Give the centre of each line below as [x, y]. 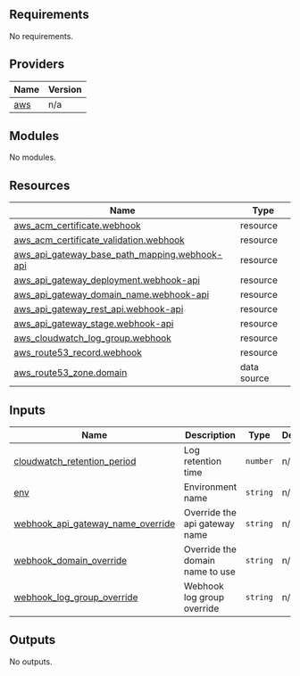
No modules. [33, 157]
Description [210, 435]
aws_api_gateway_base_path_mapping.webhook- [118, 255]
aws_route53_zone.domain [71, 373]
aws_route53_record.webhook [78, 353]
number [259, 462]
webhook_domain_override [71, 561]
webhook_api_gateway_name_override [95, 523]
